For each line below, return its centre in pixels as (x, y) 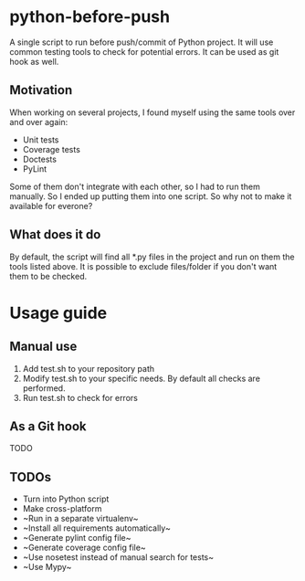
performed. (44, 388)
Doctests (40, 159)
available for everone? (51, 206)
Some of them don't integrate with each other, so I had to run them (135, 186)
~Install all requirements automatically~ (96, 528)
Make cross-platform (62, 509)
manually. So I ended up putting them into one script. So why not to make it (151, 196)
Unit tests (41, 140)
